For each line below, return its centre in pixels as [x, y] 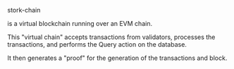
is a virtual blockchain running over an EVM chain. [80, 23]
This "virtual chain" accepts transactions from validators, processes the [111, 37]
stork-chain [24, 10]
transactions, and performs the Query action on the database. [97, 44]
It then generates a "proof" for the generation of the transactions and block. [117, 58]
